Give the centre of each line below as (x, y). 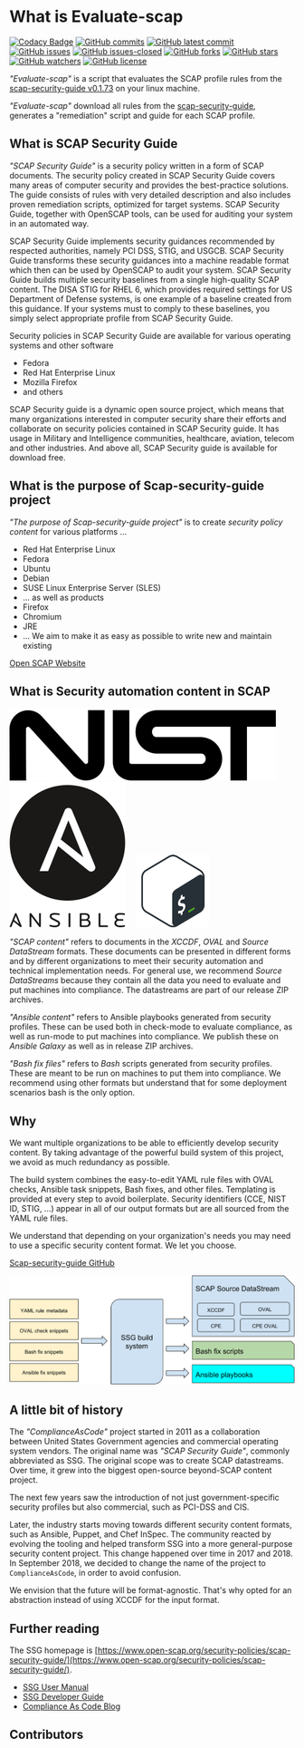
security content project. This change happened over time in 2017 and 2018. (151, 1554)
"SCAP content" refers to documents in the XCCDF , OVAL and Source (139, 942)
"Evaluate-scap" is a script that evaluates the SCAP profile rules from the (146, 78)
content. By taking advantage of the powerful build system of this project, (147, 1153)
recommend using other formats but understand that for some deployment (148, 1083)
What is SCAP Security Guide (94, 144)
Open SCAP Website (47, 662)
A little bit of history (66, 1410)
